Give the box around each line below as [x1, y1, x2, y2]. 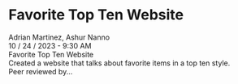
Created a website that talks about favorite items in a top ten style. [8, 58, 231, 68]
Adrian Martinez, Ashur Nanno [8, 32, 110, 42]
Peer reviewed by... [8, 66, 73, 76]
